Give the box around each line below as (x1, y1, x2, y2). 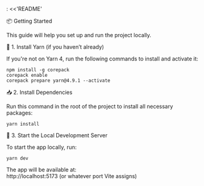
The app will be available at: (6, 166, 77, 173)
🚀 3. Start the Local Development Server (6, 132, 108, 139)
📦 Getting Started (6, 18, 53, 24)
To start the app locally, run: (6, 143, 77, 151)
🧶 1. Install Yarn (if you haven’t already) (6, 43, 104, 51)
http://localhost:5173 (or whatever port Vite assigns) (6, 173, 137, 179)
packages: (6, 109, 33, 116)
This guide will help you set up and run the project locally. (6, 32, 151, 38)
